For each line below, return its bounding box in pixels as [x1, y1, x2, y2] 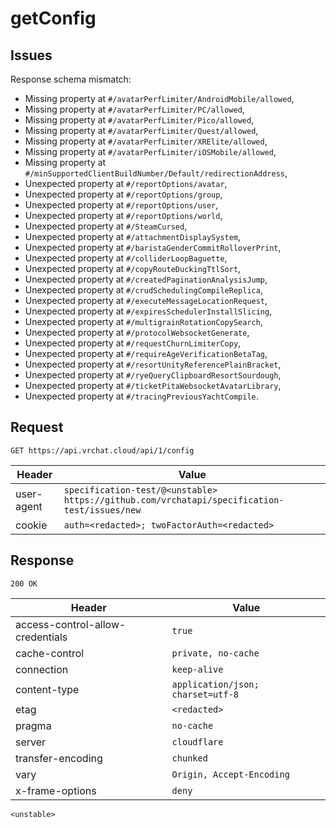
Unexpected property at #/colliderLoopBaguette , [24, 252, 228, 264]
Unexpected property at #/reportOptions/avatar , [24, 178, 228, 189]
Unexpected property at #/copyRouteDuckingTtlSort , [24, 263, 242, 274]
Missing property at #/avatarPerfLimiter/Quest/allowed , [24, 125, 259, 136]
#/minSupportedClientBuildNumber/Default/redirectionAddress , [24, 167, 288, 179]
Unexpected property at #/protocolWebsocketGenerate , [24, 327, 250, 338]
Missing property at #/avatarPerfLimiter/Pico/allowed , [24, 114, 255, 126]
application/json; [171, 678, 260, 690]
